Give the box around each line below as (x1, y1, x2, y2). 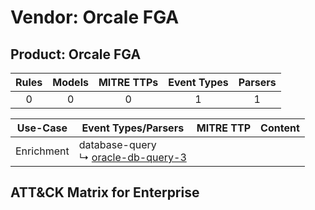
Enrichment (15, 144, 70, 158)
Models (52, 76, 89, 89)
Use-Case (16, 121, 68, 135)
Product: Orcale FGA (10, 46, 142, 63)
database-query (78, 138, 157, 151)
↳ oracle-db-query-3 (78, 151, 187, 164)
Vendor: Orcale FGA (10, 6, 180, 29)
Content (260, 121, 300, 135)
